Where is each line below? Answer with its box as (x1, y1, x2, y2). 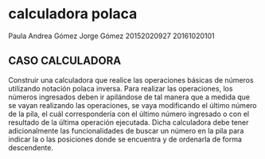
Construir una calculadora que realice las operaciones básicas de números (8, 75, 254, 84)
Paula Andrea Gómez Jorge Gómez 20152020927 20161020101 (8, 31, 215, 41)
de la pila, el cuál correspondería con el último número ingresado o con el (8, 109, 250, 118)
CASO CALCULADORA (8, 54, 122, 68)
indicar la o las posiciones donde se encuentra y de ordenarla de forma (8, 134, 243, 144)
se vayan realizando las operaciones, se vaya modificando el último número (8, 100, 257, 110)
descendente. (8, 142, 54, 152)
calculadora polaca (8, 5, 138, 23)
